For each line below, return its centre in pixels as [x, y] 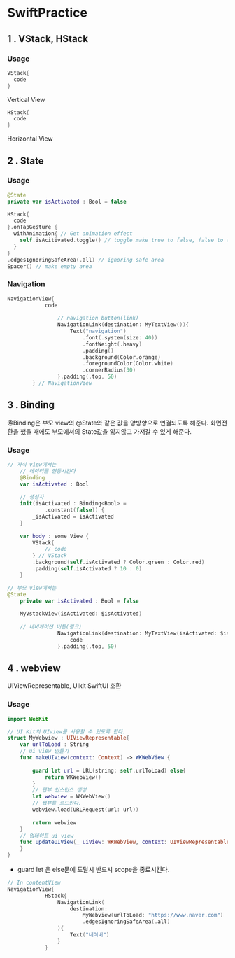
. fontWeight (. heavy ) [112, 344]
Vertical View [26, 99]
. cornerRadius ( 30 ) [109, 370]
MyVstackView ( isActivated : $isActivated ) [81, 614]
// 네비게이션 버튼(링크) [51, 627]
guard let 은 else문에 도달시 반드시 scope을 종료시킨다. [93, 870]
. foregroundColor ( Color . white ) [128, 364]
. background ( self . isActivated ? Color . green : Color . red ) [119, 562]
